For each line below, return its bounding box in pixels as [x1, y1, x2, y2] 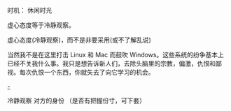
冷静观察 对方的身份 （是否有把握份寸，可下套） [7, 96, 146, 105]
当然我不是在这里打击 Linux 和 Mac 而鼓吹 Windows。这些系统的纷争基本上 [7, 51, 224, 59]
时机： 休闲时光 [7, 6, 52, 14]
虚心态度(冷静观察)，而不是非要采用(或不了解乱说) [7, 36, 152, 44]
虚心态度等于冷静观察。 [7, 21, 75, 29]
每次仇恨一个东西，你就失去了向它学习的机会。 [19, 68, 155, 76]
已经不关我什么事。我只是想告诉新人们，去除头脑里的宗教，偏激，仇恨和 [7, 59, 216, 68]
